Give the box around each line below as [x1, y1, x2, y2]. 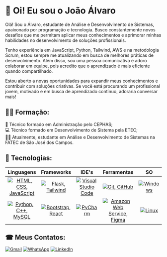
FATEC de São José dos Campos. [5, 139, 74, 145]
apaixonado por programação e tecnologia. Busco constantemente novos [5, 26, 156, 32]
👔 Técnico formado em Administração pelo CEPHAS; [5, 121, 113, 127]
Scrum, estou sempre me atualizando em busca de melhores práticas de [5, 52, 154, 58]
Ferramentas [102, 168, 134, 175]
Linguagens [7, 168, 36, 175]
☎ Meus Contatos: [5, 233, 66, 242]
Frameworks [41, 168, 72, 175]
